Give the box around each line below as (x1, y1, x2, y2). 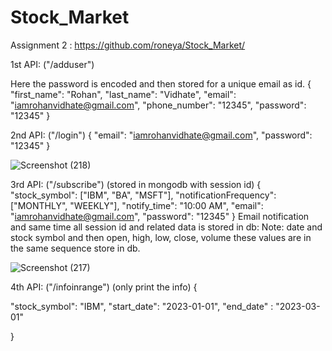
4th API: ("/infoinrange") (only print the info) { (10, 281, 198, 293)
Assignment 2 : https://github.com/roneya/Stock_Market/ (10, 39, 246, 51)
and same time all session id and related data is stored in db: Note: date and (10, 221, 323, 233)
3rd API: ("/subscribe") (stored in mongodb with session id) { (10, 178, 262, 190)
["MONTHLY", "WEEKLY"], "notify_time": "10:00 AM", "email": (10, 199, 264, 211)
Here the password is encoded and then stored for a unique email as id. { (10, 77, 312, 90)
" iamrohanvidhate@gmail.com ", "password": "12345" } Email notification (10, 210, 310, 222)
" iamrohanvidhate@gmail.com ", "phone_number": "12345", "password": (10, 99, 307, 111)
